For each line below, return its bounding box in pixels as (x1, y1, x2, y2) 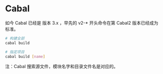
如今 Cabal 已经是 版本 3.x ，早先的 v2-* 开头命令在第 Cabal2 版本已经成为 (5, 20, 159, 26)
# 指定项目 (5, 49, 25, 54)
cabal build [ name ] (5, 54, 46, 59)
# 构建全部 (5, 36, 25, 41)
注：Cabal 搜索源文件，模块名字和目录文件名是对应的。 (5, 64, 118, 70)
